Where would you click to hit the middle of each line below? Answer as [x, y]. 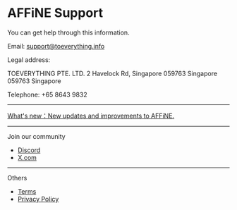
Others [17, 178]
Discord [29, 150]
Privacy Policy [38, 199]
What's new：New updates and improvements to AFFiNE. [91, 116]
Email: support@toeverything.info [56, 46]
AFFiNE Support [55, 13]
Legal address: [29, 60]
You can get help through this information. [68, 32]
